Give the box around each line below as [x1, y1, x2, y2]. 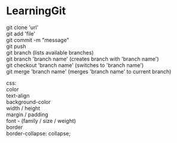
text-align [6, 92, 30, 99]
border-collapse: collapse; [6, 129, 71, 137]
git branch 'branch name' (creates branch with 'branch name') [6, 55, 159, 62]
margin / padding [6, 111, 49, 118]
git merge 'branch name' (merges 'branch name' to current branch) [6, 68, 172, 75]
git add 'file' [6, 30, 36, 37]
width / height [6, 104, 41, 112]
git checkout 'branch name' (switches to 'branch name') [6, 61, 144, 69]
